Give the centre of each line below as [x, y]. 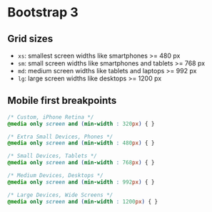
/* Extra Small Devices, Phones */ [60, 137]
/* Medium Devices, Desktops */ [55, 176]
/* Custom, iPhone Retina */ [51, 117]
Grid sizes [30, 39]
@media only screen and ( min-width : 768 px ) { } [81, 163]
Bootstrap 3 [43, 12]
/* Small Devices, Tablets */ [52, 156]
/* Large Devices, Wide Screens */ [60, 195]
